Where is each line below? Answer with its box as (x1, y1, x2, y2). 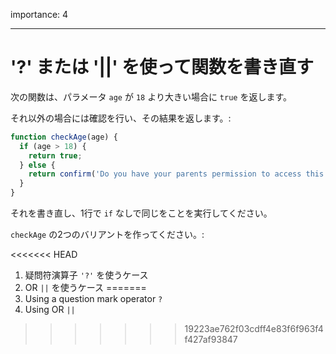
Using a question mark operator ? (24, 293, 163, 305)
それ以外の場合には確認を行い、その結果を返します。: (10, 112, 232, 124)
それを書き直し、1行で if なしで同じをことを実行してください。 (10, 207, 273, 219)
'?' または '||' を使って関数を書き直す (10, 56, 314, 79)
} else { (19, 160, 56, 170)
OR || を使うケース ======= (24, 282, 147, 294)
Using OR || (24, 304, 76, 316)
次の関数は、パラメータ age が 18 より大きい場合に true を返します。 (10, 90, 293, 103)
